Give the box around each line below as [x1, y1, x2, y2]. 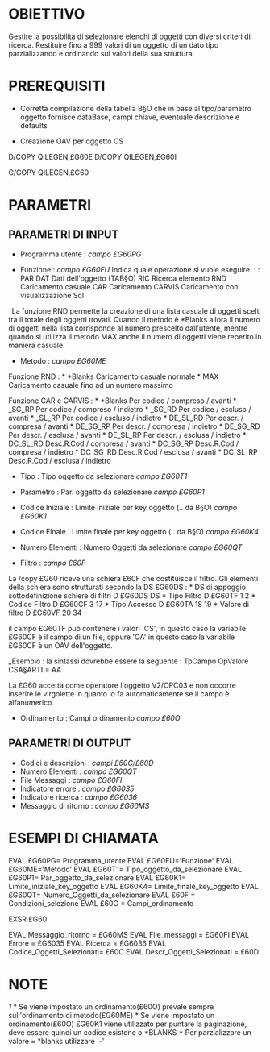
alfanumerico [8, 697, 52, 707]
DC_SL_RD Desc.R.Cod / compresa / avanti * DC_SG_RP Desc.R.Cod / [8, 439, 239, 448]
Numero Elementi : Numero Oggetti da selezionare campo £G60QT [19, 542, 243, 552]
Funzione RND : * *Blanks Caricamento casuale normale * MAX [8, 372, 219, 381]
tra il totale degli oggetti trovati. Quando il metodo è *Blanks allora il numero [8, 314, 260, 324]
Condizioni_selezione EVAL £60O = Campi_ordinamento [8, 898, 194, 908]
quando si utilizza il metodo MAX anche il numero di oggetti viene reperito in [8, 331, 262, 341]
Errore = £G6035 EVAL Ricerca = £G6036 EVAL [8, 938, 167, 948]
